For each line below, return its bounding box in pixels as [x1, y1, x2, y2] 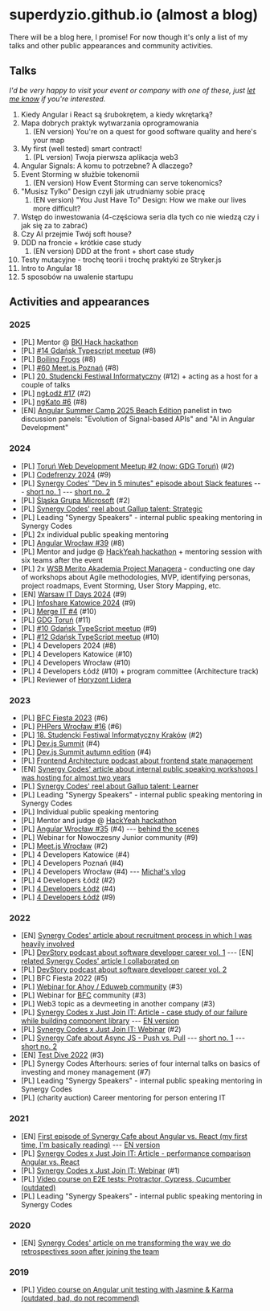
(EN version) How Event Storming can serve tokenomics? [32, 178, 223, 187]
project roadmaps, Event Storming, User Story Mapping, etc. [20, 580, 222, 590]
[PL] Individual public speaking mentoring [20, 807, 159, 817]
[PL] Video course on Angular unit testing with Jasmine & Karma [20, 1284, 234, 1295]
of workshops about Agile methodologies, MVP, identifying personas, [20, 572, 252, 582]
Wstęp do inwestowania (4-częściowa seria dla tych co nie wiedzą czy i [20, 211, 260, 222]
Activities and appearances [9, 295, 150, 309]
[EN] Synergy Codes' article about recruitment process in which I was [20, 931, 252, 940]
